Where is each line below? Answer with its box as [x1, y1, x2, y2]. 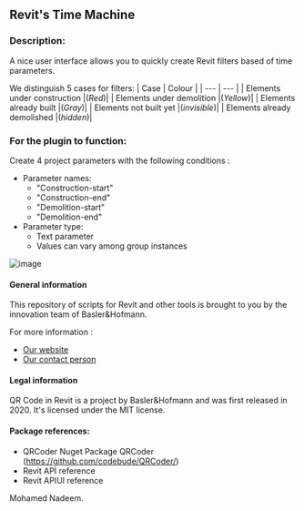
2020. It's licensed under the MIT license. [9, 404, 166, 415]
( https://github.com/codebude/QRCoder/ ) [22, 455, 179, 466]
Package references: [9, 425, 90, 436]
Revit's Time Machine [9, 7, 136, 23]
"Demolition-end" [35, 211, 103, 222]
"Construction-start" [35, 182, 114, 193]
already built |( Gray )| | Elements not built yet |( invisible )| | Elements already [9, 102, 291, 113]
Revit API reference [22, 465, 96, 476]
